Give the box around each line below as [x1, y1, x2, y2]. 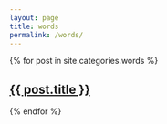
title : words [9, 22, 59, 31]
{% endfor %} [9, 106, 62, 117]
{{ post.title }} [9, 81, 91, 97]
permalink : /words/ [9, 30, 84, 39]
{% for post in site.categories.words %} [9, 56, 159, 67]
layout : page [9, 13, 59, 23]
